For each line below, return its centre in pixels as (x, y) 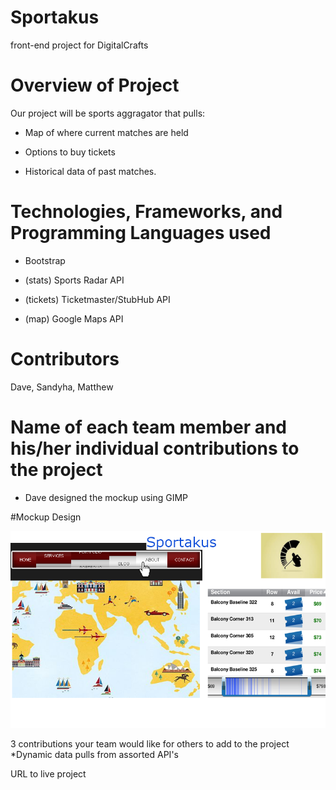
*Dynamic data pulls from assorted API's (94, 754)
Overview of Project (95, 85)
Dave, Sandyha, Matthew (62, 387)
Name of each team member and (149, 427)
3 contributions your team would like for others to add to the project (150, 743)
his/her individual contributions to (155, 448)
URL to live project (48, 773)
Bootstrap (45, 260)
